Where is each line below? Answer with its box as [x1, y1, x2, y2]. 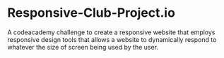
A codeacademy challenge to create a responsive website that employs [7, 28, 216, 36]
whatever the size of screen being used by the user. [7, 43, 159, 51]
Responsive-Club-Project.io [7, 5, 175, 21]
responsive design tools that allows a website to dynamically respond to [7, 35, 217, 43]
